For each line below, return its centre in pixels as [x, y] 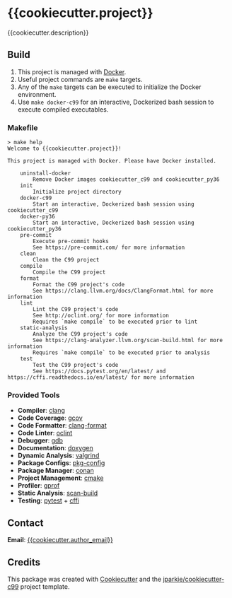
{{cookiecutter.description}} [48, 33]
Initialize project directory [77, 192]
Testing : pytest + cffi [48, 500]
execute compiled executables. [63, 109]
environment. [37, 94]
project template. [45, 586]
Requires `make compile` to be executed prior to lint [115, 322]
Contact [25, 523]
